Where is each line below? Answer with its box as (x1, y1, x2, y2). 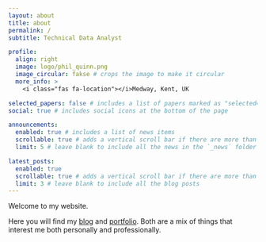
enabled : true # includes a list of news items (15, 129, 176, 136)
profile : (8, 48, 37, 56)
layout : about (8, 11, 55, 20)
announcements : (8, 121, 59, 129)
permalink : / (8, 26, 51, 34)
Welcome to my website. (8, 202, 89, 211)
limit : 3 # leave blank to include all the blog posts (15, 179, 200, 187)
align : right (15, 56, 59, 63)
